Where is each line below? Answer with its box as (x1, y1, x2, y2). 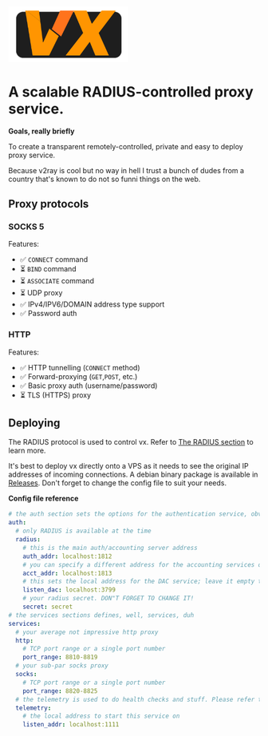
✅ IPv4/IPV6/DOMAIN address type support (19, 299, 165, 309)
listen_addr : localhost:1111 (22, 721, 120, 729)
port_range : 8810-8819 (22, 653, 98, 662)
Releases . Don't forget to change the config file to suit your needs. (8, 478, 227, 488)
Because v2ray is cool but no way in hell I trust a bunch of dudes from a (8, 165, 245, 175)
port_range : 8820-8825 (22, 687, 98, 695)
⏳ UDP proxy (19, 288, 63, 298)
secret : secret (22, 603, 73, 611)
